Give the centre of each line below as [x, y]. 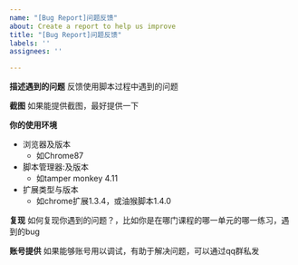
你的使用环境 [33, 125]
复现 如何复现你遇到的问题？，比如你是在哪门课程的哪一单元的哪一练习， [145, 221]
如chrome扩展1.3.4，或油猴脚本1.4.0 [104, 201]
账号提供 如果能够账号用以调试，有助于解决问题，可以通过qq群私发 [135, 251]
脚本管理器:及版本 [55, 167]
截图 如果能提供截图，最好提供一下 [74, 106]
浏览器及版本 [46, 144]
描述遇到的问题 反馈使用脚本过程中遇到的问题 [94, 86]
